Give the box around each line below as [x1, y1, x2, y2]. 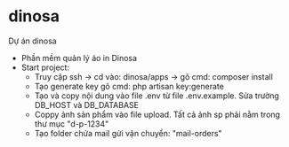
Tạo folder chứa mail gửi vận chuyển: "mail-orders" [34, 128, 223, 138]
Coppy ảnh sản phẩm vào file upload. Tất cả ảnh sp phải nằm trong [34, 109, 281, 120]
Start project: [20, 62, 70, 73]
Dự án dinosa [8, 35, 57, 46]
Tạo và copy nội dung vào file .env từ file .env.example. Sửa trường [34, 90, 279, 101]
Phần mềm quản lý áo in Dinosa [20, 52, 138, 63]
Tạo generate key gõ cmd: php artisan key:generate [34, 81, 224, 91]
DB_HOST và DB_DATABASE [34, 99, 140, 110]
